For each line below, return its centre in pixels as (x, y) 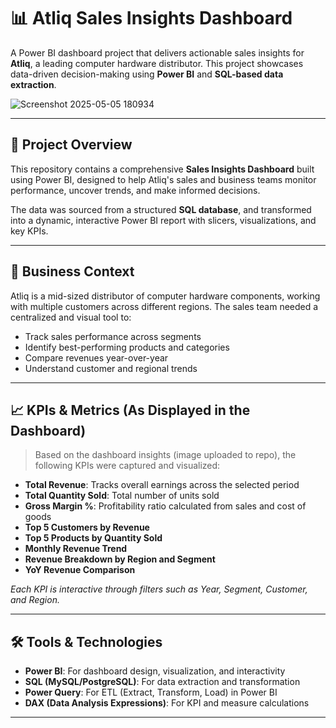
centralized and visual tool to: (71, 317)
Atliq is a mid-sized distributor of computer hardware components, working (165, 296)
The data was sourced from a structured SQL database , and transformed (161, 209)
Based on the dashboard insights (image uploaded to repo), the (165, 455)
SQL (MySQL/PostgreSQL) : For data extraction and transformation (162, 682)
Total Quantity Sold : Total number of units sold (122, 496)
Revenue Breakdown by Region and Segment (120, 559)
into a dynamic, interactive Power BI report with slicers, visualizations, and (163, 220)
